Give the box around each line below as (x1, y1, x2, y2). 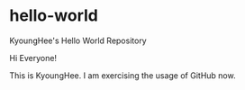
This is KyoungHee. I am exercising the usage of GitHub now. (9, 69, 236, 81)
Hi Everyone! (9, 52, 57, 63)
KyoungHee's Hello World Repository (9, 35, 147, 46)
